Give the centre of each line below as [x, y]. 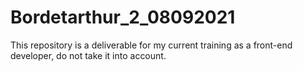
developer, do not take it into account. [88, 55]
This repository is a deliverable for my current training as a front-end [151, 45]
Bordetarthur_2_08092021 [123, 17]
